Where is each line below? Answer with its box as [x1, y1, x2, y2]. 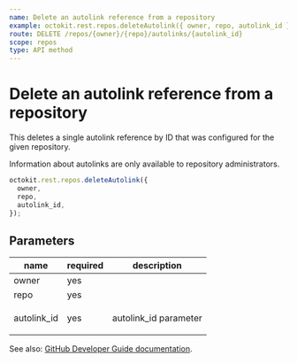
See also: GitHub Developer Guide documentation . [9, 344, 193, 354]
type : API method [9, 46, 73, 55]
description [132, 259, 183, 272]
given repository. [9, 142, 71, 152]
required [66, 259, 104, 272]
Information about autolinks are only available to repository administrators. [9, 158, 280, 169]
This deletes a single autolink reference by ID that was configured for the [9, 132, 275, 143]
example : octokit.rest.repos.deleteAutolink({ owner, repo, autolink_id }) [9, 21, 294, 30]
